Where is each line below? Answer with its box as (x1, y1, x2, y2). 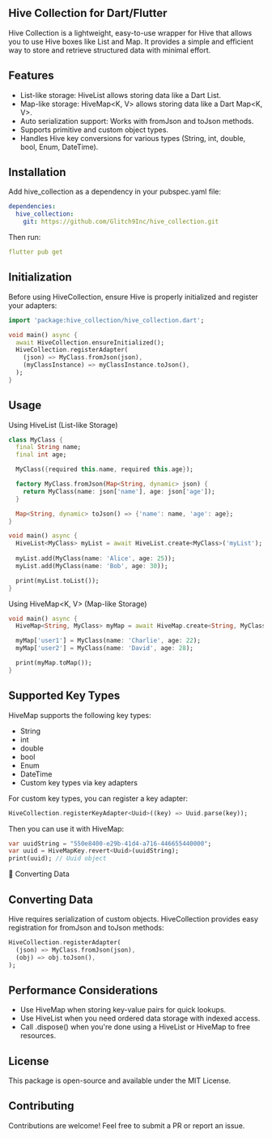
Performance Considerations (8, 983, 158, 997)
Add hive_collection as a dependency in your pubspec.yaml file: (8, 186, 221, 197)
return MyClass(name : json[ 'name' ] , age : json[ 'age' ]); (23, 487, 216, 495)
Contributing (8, 1099, 74, 1113)
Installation (8, 165, 66, 179)
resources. (19, 1031, 57, 1041)
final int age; (15, 451, 67, 459)
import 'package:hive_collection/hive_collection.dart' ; (8, 316, 205, 324)
